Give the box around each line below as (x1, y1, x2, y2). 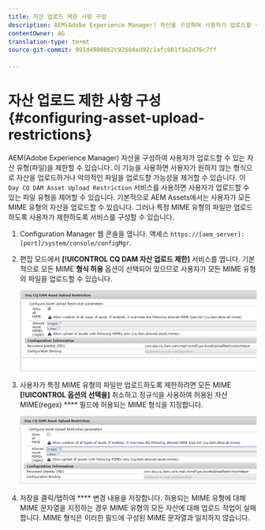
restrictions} (8, 126, 93, 144)
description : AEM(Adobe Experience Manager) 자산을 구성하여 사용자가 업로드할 (8, 21, 252, 29)
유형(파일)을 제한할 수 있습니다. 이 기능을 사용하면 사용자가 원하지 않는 (16, 163, 232, 172)
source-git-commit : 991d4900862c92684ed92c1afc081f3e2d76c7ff (8, 46, 217, 55)
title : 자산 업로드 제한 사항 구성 (8, 13, 107, 21)
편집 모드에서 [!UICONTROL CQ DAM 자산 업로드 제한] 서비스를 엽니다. (19, 254, 241, 264)
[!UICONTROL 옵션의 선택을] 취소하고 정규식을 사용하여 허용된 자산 (19, 390, 228, 400)
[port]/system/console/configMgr (19, 239, 130, 247)
